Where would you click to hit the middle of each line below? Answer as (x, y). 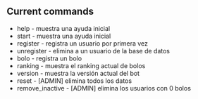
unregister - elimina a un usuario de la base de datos (93, 51)
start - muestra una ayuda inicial (64, 36)
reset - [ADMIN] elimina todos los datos (74, 81)
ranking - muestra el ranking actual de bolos (81, 65)
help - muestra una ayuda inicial (63, 28)
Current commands (50, 12)
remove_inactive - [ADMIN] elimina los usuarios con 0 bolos (104, 88)
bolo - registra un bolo (49, 58)
